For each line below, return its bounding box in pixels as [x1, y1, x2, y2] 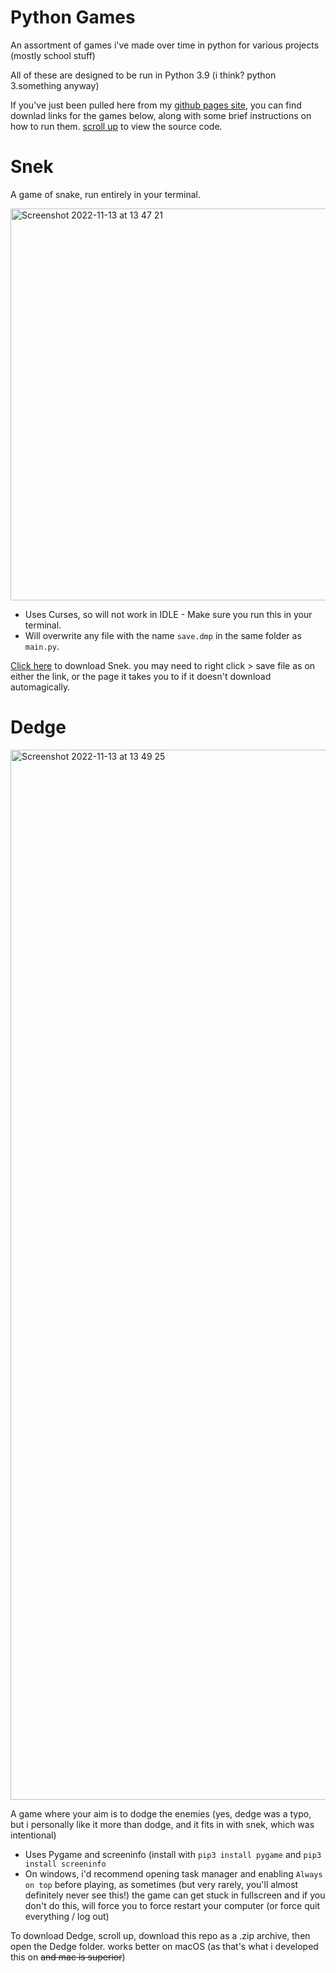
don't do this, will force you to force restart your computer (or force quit [24, 1899, 320, 1911]
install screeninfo [24, 1859, 107, 1869]
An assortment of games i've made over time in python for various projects [10, 39, 320, 51]
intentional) [10, 1829, 57, 1841]
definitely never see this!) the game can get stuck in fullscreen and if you [24, 1889, 326, 1901]
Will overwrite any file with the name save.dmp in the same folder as [24, 629, 302, 641]
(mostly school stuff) [10, 49, 96, 61]
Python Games [10, 6, 136, 29]
